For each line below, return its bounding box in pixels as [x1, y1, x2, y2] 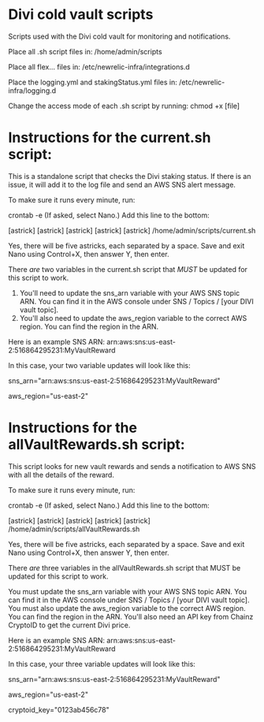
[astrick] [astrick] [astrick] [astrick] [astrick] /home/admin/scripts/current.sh [8, 225, 256, 235]
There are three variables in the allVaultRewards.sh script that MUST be [8, 563, 241, 572]
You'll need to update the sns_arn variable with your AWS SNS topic [19, 288, 240, 297]
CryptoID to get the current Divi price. [8, 620, 131, 630]
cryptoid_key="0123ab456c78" [8, 705, 110, 714]
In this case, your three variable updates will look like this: [8, 659, 195, 668]
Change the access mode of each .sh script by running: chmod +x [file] [8, 101, 240, 110]
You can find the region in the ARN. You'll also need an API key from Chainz [8, 612, 254, 621]
